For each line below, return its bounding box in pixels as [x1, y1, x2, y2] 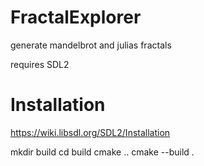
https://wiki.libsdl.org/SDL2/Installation [10, 126, 171, 138]
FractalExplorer [10, 6, 142, 29]
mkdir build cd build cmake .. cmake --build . [10, 146, 195, 158]
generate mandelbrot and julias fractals [10, 39, 172, 51]
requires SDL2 [10, 58, 70, 70]
